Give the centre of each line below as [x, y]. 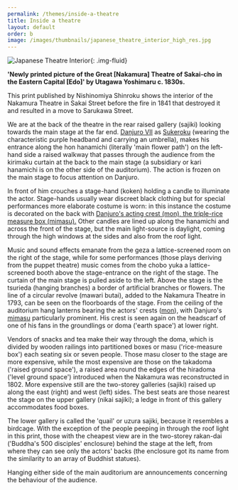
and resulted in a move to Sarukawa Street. [70, 111]
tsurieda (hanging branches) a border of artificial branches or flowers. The [116, 288]
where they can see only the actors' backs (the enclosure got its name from [118, 451]
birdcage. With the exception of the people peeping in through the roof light [118, 429]
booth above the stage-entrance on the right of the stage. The [128, 273]
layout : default [31, 27]
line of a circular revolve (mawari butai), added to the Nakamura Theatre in [117, 295]
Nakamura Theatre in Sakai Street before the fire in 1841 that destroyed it [114, 103]
